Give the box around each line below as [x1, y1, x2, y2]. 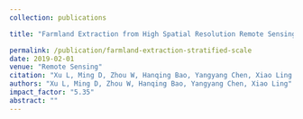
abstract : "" [9, 96, 59, 105]
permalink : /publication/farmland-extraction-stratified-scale [9, 46, 252, 55]
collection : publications [9, 13, 106, 23]
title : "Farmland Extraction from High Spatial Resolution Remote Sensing [9, 29, 297, 39]
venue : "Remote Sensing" [9, 62, 103, 72]
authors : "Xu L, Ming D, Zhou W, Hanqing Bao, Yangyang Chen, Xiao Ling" [9, 79, 293, 88]
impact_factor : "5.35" [9, 87, 95, 96]
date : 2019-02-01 [9, 54, 75, 63]
